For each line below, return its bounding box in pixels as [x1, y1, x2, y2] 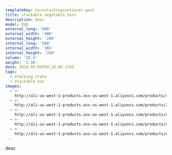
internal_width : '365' [5, 46, 54, 51]
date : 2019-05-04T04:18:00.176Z [5, 64, 74, 70]
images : [5, 83, 22, 88]
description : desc [5, 17, 45, 22]
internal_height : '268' [5, 50, 56, 55]
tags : [5, 70, 17, 75]
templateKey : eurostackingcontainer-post [5, 7, 95, 13]
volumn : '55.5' [5, 55, 38, 60]
